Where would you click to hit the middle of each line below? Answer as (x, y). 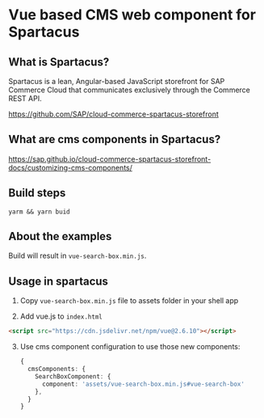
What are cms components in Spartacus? (115, 139)
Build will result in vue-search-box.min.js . (78, 255)
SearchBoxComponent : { (73, 376)
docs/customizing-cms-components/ (71, 167)
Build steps (37, 193)
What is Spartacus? (59, 62)
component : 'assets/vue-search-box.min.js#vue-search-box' (143, 384)
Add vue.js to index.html (61, 316)
